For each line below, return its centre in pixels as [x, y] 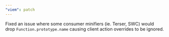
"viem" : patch [20, 10]
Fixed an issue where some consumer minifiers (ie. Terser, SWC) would [80, 24]
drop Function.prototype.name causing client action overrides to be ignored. [85, 29]
